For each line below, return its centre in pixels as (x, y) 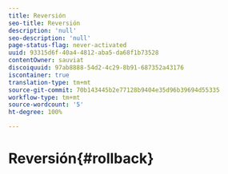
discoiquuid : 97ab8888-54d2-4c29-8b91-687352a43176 (96, 68)
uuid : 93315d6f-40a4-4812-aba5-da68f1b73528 (84, 53)
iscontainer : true (39, 75)
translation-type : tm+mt (50, 82)
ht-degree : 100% (35, 113)
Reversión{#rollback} (81, 158)
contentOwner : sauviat (46, 61)
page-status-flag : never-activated (68, 45)
